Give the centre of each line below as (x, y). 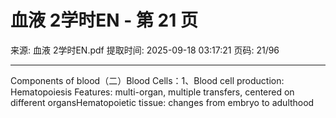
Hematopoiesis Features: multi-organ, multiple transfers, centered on (152, 92)
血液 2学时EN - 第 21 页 (104, 20)
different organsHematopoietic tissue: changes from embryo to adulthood (162, 102)
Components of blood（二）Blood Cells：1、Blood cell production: (147, 80)
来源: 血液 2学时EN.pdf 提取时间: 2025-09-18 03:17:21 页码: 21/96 (145, 50)
